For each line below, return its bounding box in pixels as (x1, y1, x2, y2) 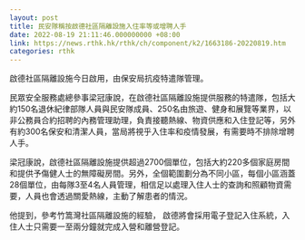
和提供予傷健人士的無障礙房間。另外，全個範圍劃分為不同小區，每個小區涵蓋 (9, 168, 296, 179)
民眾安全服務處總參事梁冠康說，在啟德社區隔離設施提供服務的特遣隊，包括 (9, 92, 288, 103)
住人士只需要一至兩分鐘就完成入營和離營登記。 (9, 221, 184, 232)
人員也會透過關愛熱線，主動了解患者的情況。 (25, 191, 192, 202)
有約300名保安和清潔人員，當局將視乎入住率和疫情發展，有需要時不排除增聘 (9, 126, 295, 137)
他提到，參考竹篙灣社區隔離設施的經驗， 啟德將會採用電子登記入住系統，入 (9, 210, 290, 221)
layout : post (9, 13, 59, 23)
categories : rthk (9, 47, 75, 56)
